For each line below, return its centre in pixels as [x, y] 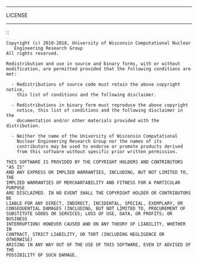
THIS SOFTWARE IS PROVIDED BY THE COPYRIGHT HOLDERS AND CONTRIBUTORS [95, 162]
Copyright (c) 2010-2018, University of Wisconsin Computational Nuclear [99, 43]
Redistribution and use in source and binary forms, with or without [93, 64]
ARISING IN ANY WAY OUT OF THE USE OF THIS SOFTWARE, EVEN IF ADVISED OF [99, 245]
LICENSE [17, 15]
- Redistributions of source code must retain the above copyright [96, 85]
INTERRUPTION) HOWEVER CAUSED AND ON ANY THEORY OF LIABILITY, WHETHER [96, 224]
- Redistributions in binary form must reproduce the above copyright [100, 105]
